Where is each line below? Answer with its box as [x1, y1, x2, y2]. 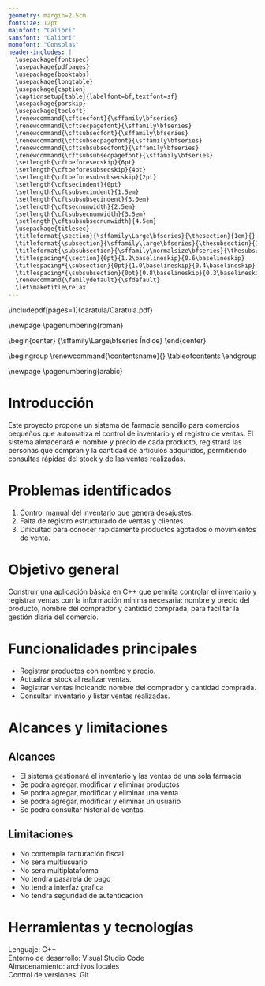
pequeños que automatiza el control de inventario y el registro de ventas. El [8, 429, 254, 438]
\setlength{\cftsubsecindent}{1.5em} [15, 187, 140, 196]
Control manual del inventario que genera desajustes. [19, 508, 194, 517]
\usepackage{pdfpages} [15, 63, 90, 71]
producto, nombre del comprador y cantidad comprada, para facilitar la [8, 603, 240, 613]
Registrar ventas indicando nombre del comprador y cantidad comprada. [19, 682, 256, 692]
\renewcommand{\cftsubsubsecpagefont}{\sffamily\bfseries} [15, 151, 214, 159]
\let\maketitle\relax [15, 284, 87, 292]
